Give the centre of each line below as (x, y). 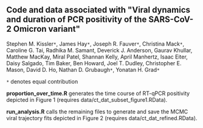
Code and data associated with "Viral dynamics (98, 10)
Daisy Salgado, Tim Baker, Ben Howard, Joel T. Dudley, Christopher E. (94, 63)
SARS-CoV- (171, 20)
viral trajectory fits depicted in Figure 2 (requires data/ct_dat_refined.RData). (102, 118)
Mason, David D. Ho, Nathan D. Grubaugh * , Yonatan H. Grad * (83, 69)
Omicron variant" (47, 29)
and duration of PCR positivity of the (77, 20)
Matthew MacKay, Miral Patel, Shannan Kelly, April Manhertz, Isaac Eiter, (97, 57)
